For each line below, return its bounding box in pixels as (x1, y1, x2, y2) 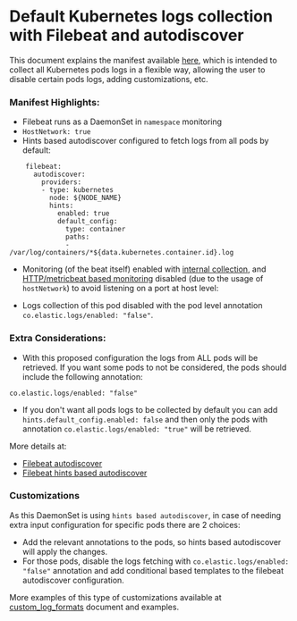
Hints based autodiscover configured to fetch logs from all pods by (21, 136, 269, 147)
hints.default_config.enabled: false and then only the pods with (21, 414, 268, 424)
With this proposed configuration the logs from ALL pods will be (21, 352, 259, 363)
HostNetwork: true (21, 128, 91, 137)
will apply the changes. (21, 546, 108, 557)
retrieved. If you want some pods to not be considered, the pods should (21, 362, 287, 373)
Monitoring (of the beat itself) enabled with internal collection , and (21, 264, 267, 274)
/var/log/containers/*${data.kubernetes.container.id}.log (9, 248, 234, 257)
